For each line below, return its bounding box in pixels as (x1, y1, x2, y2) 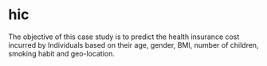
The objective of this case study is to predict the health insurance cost (8, 32, 240, 41)
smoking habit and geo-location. (8, 49, 116, 58)
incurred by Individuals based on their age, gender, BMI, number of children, (8, 40, 259, 49)
